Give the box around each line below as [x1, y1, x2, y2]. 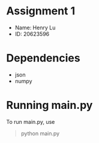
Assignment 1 [6, 4, 76, 18]
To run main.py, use [6, 118, 55, 125]
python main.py [20, 130, 60, 137]
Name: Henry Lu [14, 24, 56, 31]
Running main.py [6, 99, 93, 112]
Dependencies [6, 51, 80, 65]
